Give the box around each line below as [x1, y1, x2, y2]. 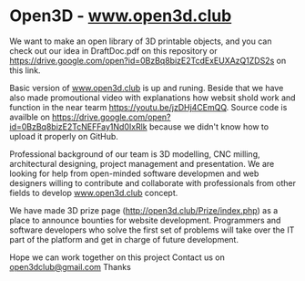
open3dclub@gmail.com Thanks [9, 261, 132, 272]
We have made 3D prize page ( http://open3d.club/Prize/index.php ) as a [9, 204, 279, 215]
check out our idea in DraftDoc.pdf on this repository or [9, 45, 219, 56]
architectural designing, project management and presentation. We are [9, 158, 275, 169]
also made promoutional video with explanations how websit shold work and [9, 92, 296, 103]
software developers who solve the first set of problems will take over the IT [9, 224, 295, 235]
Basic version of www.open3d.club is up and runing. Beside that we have [9, 82, 284, 93]
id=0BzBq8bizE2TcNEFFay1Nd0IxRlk [9, 120, 147, 132]
